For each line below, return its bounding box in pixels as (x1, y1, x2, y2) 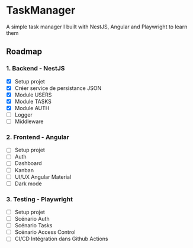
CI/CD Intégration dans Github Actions (14, 235, 108, 243)
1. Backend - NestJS (6, 65, 65, 73)
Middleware (14, 118, 44, 125)
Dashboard (14, 160, 42, 167)
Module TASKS (14, 98, 52, 105)
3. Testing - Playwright (6, 195, 73, 203)
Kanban (14, 166, 34, 173)
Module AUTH (14, 104, 50, 111)
